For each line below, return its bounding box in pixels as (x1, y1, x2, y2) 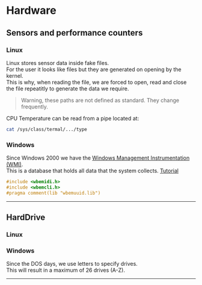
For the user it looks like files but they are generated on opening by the (6, 66, 182, 73)
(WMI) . (6, 161, 23, 168)
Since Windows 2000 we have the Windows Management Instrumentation (6, 154, 190, 161)
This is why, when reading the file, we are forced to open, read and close (6, 78, 187, 86)
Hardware (6, 4, 57, 17)
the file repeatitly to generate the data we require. (6, 85, 129, 92)
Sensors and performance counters (6, 28, 143, 38)
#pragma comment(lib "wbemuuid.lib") (6, 190, 101, 196)
